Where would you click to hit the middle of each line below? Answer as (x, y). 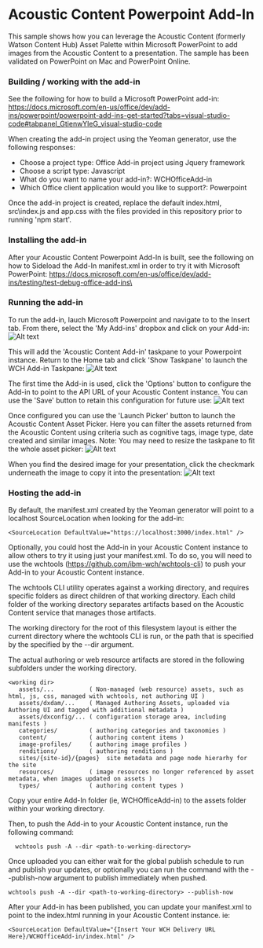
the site (22, 765)
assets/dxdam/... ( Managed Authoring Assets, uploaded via (124, 704)
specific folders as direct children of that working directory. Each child (122, 596)
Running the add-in (46, 303)
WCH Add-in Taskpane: (46, 368)
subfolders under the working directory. (73, 668)
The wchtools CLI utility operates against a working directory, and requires (129, 588)
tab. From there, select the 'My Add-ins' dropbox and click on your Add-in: (129, 328)
